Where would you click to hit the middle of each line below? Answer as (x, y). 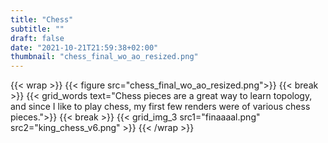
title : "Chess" (42, 19)
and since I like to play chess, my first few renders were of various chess (160, 107)
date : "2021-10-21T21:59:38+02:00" (84, 47)
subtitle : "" (37, 29)
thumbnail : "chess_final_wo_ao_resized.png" (104, 57)
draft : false (37, 38)
